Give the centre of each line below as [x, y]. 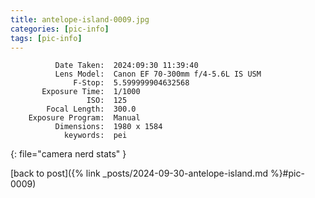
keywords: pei [95, 136]
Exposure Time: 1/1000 [91, 92]
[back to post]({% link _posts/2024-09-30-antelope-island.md [139, 173]
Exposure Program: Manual [84, 118]
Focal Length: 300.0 [91, 109]
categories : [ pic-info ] [60, 29]
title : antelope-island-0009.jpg [80, 19]
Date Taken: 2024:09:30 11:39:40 [126, 66]
